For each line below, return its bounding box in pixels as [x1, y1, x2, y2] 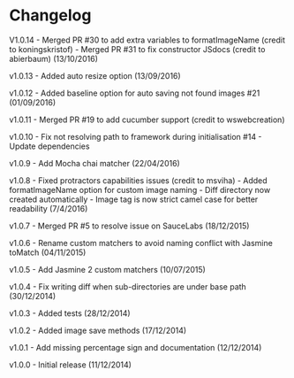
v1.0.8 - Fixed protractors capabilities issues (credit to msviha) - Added [9, 174, 268, 186]
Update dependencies [9, 141, 90, 151]
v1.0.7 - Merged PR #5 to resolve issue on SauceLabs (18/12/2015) [9, 220, 250, 231]
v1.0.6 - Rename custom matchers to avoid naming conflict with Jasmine [9, 237, 274, 248]
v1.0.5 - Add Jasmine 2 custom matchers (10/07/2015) [9, 264, 206, 274]
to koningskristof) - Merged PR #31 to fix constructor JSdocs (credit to [9, 43, 266, 54]
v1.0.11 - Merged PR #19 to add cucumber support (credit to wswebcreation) [9, 114, 285, 125]
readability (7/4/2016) [9, 203, 88, 213]
